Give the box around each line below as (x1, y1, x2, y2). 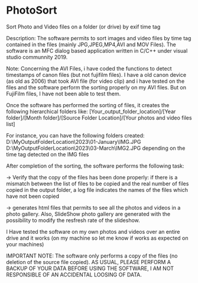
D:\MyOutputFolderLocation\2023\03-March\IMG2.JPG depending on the (6, 144, 186, 152)
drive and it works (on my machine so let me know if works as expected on (6, 234, 189, 242)
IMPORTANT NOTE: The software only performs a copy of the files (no (6, 252, 178, 259)
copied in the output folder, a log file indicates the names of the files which (6, 186, 188, 193)
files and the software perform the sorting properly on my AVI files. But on (6, 83, 186, 91)
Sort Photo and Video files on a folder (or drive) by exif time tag (6, 23, 161, 30)
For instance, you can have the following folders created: (6, 131, 145, 139)
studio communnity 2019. (6, 53, 68, 60)
